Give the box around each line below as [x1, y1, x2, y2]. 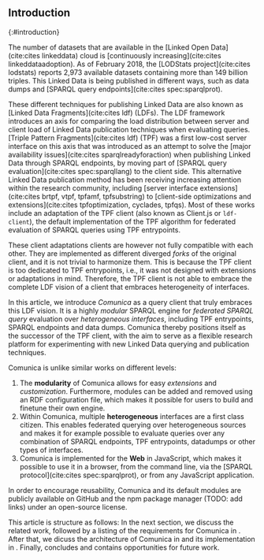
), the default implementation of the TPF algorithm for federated [28, 217, 236, 226]
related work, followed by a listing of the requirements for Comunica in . [8, 525, 241, 535]
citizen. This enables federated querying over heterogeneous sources [19, 420, 247, 429]
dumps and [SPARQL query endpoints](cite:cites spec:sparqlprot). [8, 84, 223, 94]
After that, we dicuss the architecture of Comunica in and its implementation [8, 534, 256, 543]
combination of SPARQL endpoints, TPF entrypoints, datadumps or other [19, 436, 256, 446]
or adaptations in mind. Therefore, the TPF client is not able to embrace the [8, 273, 252, 283]
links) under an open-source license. [8, 502, 128, 511]
